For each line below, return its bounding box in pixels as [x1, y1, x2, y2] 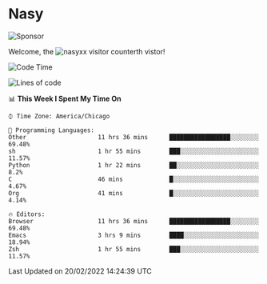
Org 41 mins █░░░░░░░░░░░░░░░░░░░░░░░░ [8, 189, 260, 197]
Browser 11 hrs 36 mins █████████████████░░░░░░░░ [8, 217, 260, 225]
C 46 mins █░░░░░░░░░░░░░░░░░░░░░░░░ [8, 175, 260, 183]
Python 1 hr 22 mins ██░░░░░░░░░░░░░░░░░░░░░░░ [8, 161, 260, 169]
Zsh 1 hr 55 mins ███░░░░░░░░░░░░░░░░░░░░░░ [8, 245, 260, 253]
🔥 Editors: [8, 210, 46, 218]
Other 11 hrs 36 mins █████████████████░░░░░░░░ [8, 133, 260, 141]
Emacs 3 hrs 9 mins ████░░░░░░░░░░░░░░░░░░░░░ [8, 231, 260, 239]
